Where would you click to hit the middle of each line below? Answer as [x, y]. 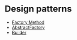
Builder [19, 32]
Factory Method [28, 22]
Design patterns [38, 9]
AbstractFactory [28, 27]
